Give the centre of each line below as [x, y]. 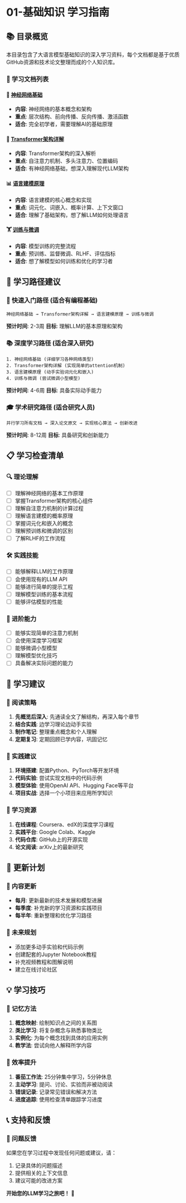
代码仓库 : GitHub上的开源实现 [51, 839]
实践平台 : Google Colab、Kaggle [55, 832]
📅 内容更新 [22, 886]
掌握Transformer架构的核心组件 [54, 501]
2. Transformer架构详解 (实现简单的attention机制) [66, 365]
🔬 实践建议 [22, 756]
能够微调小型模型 [36, 648]
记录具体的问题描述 [39, 1166]
